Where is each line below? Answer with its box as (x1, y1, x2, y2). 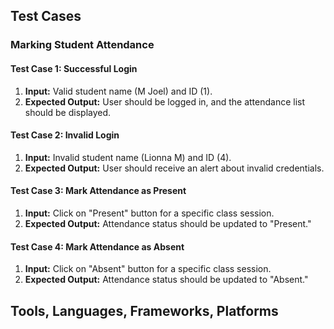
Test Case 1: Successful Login (10, 62, 138, 74)
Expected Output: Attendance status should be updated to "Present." (24, 217, 312, 229)
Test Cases (10, 8, 82, 25)
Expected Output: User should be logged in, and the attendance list (24, 95, 306, 108)
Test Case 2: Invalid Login (10, 129, 120, 141)
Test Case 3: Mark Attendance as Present (10, 185, 187, 197)
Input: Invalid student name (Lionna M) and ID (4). (24, 151, 232, 163)
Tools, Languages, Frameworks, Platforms (10, 302, 279, 319)
